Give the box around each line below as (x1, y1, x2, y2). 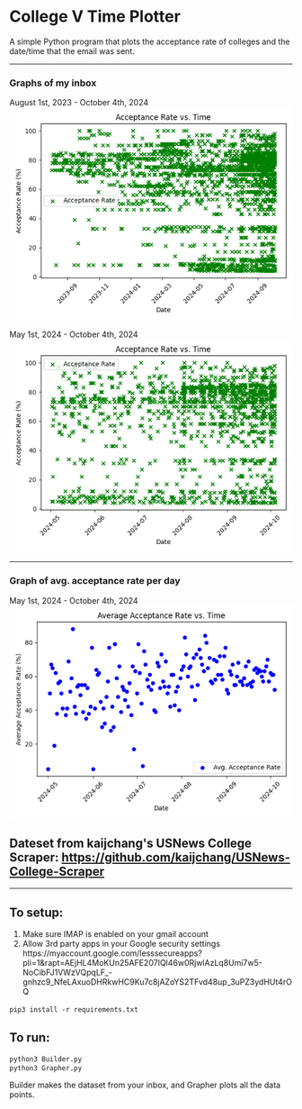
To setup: (9, 904, 64, 920)
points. (9, 1088, 35, 1100)
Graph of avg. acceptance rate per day (9, 575, 182, 587)
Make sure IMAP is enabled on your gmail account (22, 929, 209, 940)
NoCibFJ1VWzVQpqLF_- (22, 967, 112, 978)
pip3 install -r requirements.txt (9, 1005, 139, 1014)
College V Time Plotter (9, 6, 182, 27)
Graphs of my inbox (9, 77, 97, 89)
